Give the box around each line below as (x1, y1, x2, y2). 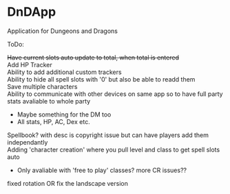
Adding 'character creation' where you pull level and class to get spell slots (7, 145, 220, 154)
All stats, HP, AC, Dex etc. (17, 117, 91, 125)
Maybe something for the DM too (17, 110, 112, 119)
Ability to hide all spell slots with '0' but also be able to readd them (7, 75, 196, 83)
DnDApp (7, 4, 56, 20)
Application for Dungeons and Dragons (7, 27, 118, 35)
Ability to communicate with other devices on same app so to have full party (7, 90, 223, 98)
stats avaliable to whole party (7, 97, 91, 105)
